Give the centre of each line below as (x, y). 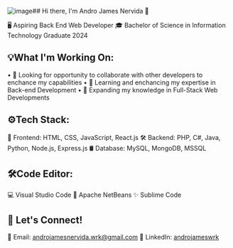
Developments (28, 97)
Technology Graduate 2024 (48, 35)
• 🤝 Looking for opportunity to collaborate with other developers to (105, 75)
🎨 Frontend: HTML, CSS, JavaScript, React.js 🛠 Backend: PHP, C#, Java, (114, 137)
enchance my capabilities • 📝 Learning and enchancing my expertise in (112, 82)
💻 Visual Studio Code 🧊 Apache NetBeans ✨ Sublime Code (94, 195)
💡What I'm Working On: (61, 58)
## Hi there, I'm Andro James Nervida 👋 (91, 11)
